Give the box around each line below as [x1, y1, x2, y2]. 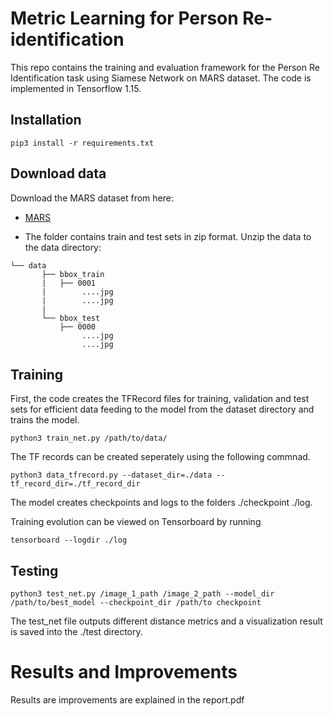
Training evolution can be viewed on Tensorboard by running [10, 516, 262, 528]
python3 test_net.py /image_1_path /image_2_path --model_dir [10, 589, 275, 599]
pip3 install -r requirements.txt [10, 138, 155, 148]
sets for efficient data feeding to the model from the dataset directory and [10, 403, 315, 416]
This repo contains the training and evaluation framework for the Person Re [10, 61, 320, 73]
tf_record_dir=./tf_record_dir [10, 479, 141, 489]
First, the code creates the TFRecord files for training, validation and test [10, 393, 310, 405]
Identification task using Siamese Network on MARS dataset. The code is [10, 72, 312, 84]
